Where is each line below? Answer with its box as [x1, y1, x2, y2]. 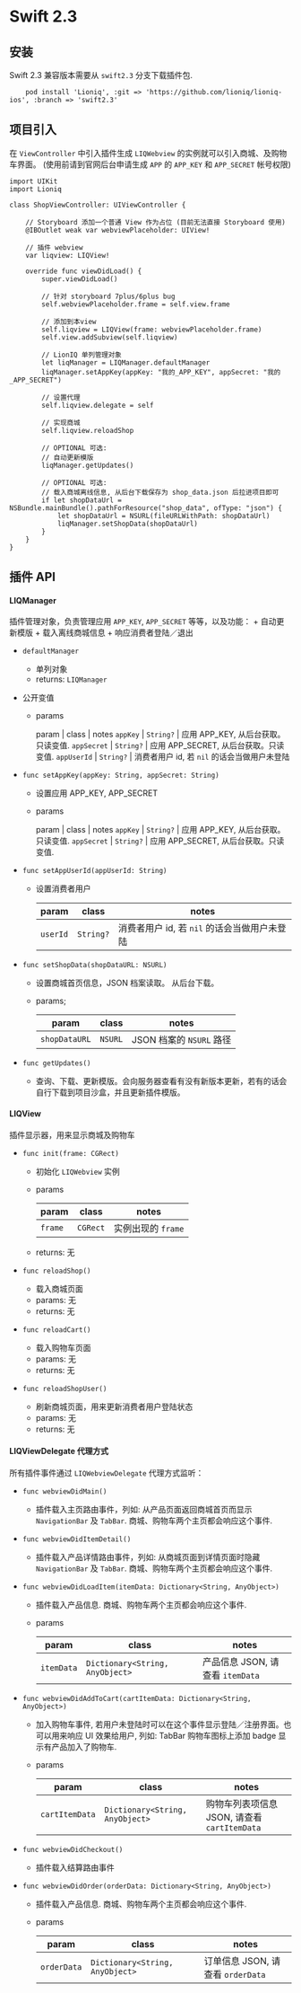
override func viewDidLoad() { [25, 267, 142, 276]
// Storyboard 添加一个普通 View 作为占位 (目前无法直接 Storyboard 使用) [25, 217, 287, 226]
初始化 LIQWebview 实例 [35, 1166, 121, 1177]
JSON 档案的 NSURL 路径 [131, 1034, 232, 1046]
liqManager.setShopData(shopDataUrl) [56, 519, 199, 528]
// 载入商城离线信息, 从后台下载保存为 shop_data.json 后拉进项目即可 [41, 488, 279, 497]
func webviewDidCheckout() [21, 1845, 124, 1854]
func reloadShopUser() [21, 1384, 107, 1393]
